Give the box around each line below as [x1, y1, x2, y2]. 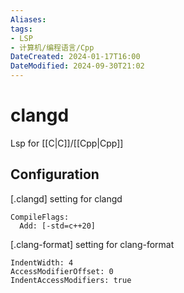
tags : [10, 24, 33, 34]
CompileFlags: [10, 212, 70, 222]
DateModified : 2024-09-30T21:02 [10, 61, 145, 71]
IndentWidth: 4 [10, 257, 74, 268]
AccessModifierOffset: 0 [10, 266, 114, 276]
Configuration [10, 166, 100, 183]
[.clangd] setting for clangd [10, 192, 123, 205]
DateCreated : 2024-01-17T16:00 [10, 52, 141, 62]
